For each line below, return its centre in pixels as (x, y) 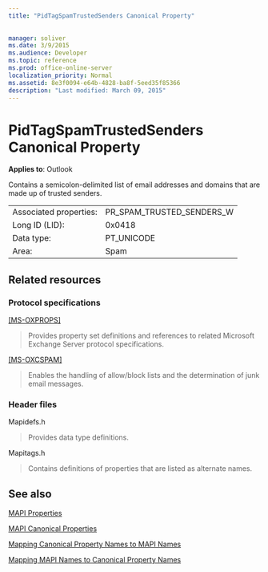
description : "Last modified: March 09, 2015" (87, 90)
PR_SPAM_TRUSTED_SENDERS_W (170, 212)
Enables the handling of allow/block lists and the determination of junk (144, 375)
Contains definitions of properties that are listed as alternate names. (140, 469)
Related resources (55, 280)
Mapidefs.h (27, 422)
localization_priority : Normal (60, 75)
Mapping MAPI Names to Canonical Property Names (95, 560)
